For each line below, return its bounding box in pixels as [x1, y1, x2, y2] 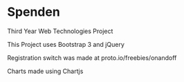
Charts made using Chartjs [7, 67, 84, 75]
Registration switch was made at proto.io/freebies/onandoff [7, 53, 177, 62]
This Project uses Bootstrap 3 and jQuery [7, 40, 125, 48]
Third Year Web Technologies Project [7, 27, 113, 35]
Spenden [7, 4, 60, 20]
